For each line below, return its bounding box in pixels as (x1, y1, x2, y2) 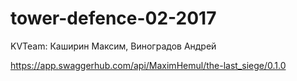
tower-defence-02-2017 (10, 7, 217, 30)
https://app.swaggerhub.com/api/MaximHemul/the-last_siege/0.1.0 (10, 59, 287, 71)
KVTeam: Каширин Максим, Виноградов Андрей (10, 40, 217, 52)
